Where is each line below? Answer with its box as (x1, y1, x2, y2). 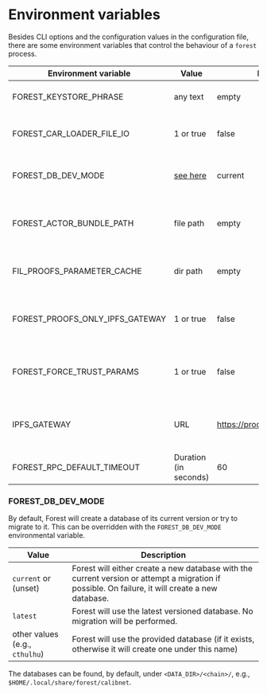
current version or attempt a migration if (72, 573, 221, 584)
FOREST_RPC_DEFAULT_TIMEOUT (12, 461, 141, 472)
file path (173, 218, 205, 229)
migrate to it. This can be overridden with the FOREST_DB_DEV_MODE (8, 522, 222, 531)
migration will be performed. (72, 616, 178, 627)
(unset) (12, 583, 40, 594)
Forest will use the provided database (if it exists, (72, 633, 255, 645)
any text (173, 91, 204, 102)
